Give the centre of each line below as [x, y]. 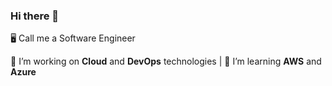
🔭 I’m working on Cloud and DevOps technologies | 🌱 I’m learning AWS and [166, 61]
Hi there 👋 [35, 16]
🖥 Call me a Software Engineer [73, 38]
